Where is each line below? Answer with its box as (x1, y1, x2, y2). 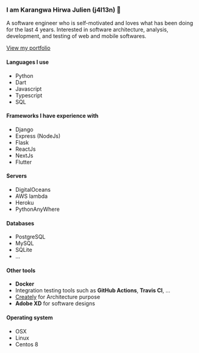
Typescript (15, 91, 43, 99)
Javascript (15, 85, 42, 93)
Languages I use (6, 58, 49, 66)
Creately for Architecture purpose (15, 294, 101, 301)
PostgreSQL (15, 233, 46, 241)
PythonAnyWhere (15, 205, 60, 213)
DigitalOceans (15, 186, 51, 193)
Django (15, 126, 34, 133)
